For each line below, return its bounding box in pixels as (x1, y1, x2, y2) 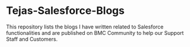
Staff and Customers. (6, 35, 58, 42)
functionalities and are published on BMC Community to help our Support (6, 29, 184, 36)
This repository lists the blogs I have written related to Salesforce (6, 23, 164, 30)
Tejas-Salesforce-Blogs (6, 4, 125, 17)
